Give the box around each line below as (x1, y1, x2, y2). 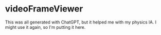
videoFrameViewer (5, 3, 83, 14)
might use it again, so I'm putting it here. (5, 24, 86, 30)
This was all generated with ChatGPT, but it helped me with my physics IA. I (5, 19, 157, 25)
